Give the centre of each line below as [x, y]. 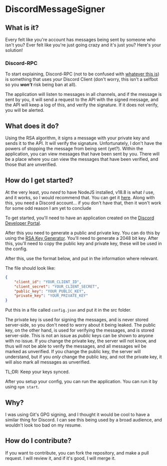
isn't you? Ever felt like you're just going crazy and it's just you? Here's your [83, 45]
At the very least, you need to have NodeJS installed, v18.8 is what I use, [80, 192]
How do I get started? [39, 180]
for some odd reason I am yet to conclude [48, 208]
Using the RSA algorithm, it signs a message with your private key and [77, 138]
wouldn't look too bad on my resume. [43, 425]
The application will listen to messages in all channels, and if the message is [83, 94]
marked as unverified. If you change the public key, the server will [73, 352]
